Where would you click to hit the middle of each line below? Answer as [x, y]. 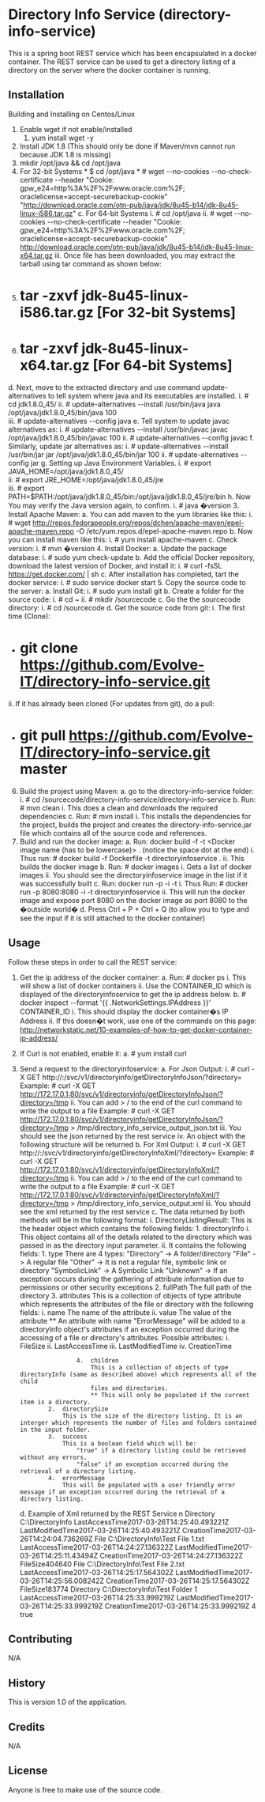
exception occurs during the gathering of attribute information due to [132, 1279]
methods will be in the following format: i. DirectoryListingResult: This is [136, 1220]
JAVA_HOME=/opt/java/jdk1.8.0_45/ [66, 471]
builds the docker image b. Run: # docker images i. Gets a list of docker [136, 867]
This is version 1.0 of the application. [68, 1702]
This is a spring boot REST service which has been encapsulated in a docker [132, 53]
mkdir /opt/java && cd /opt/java [70, 163]
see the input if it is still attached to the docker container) [112, 918]
